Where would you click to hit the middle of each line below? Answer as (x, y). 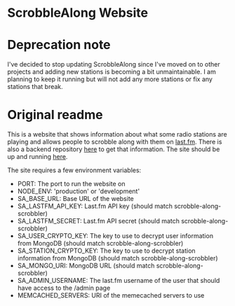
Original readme (55, 115)
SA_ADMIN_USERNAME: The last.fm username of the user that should (119, 281)
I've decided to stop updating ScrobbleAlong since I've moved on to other (114, 64)
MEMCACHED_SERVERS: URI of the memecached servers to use (111, 295)
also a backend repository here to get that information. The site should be (114, 149)
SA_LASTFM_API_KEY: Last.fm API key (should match (95, 206)
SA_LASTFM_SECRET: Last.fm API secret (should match (99, 221)
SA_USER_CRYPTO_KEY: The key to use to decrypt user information (115, 236)
